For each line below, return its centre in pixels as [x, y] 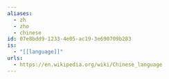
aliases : [20, 13]
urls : [15, 58]
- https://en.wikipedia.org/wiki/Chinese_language [88, 65]
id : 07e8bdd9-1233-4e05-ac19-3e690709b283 [69, 39]
